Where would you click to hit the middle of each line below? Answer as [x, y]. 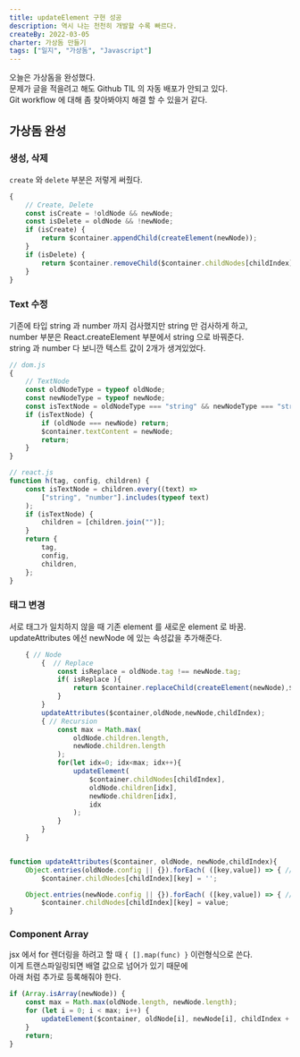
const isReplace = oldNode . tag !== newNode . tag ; [149, 671]
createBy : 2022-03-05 [50, 34]
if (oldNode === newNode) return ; [105, 423]
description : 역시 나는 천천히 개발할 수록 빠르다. [93, 26]
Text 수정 [29, 304]
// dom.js [28, 365]
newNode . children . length [119, 746]
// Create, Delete [59, 205]
